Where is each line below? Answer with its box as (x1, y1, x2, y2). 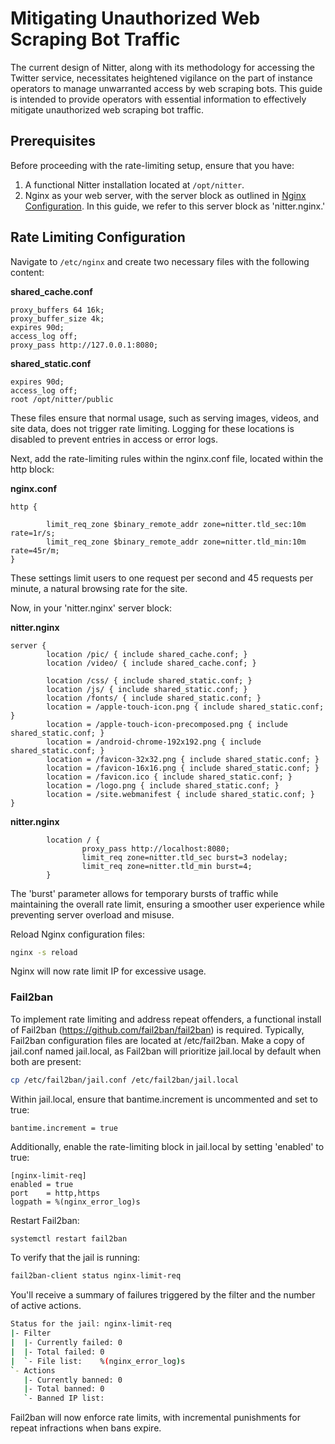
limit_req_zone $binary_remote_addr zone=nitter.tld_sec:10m (46, 519, 307, 529)
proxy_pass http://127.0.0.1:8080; (10, 340, 159, 350)
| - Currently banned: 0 (23, 1375, 123, 1385)
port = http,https (10, 1188, 101, 1198)
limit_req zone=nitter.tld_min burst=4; (81, 861, 253, 871)
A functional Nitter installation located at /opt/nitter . (24, 178, 245, 191)
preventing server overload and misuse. (10, 908, 175, 921)
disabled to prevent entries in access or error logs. (10, 433, 218, 445)
